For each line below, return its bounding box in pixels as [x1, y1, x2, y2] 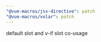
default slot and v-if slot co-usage [6, 29, 88, 36]
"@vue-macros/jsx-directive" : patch [6, 8, 95, 14]
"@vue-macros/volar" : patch [6, 14, 75, 20]
